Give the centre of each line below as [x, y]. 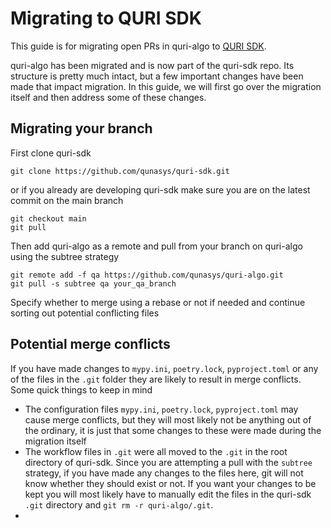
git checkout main [48, 218]
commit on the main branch [67, 200]
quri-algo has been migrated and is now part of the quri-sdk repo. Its [152, 65]
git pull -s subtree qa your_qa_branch [93, 283]
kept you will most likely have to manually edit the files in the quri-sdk [168, 494]
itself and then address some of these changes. [108, 97]
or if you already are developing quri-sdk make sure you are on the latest [160, 189]
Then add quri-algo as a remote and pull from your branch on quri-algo [156, 246]
